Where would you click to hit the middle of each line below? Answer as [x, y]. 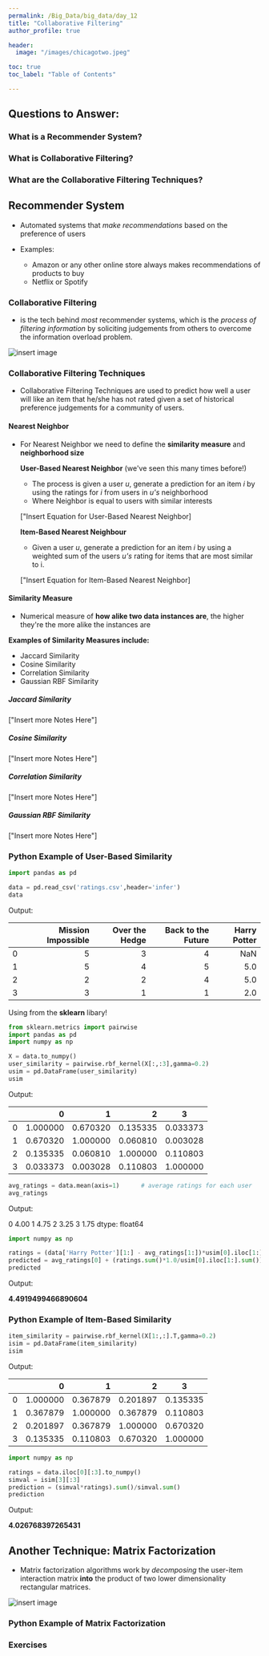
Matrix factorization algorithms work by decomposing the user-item [131, 1570]
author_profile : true [44, 30]
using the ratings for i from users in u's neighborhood [120, 492]
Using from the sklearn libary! [58, 1012]
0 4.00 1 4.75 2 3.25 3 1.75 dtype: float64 [76, 1224]
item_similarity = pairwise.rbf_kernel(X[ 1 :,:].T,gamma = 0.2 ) [112, 1336]
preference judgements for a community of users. [102, 408]
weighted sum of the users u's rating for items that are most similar [143, 556]
